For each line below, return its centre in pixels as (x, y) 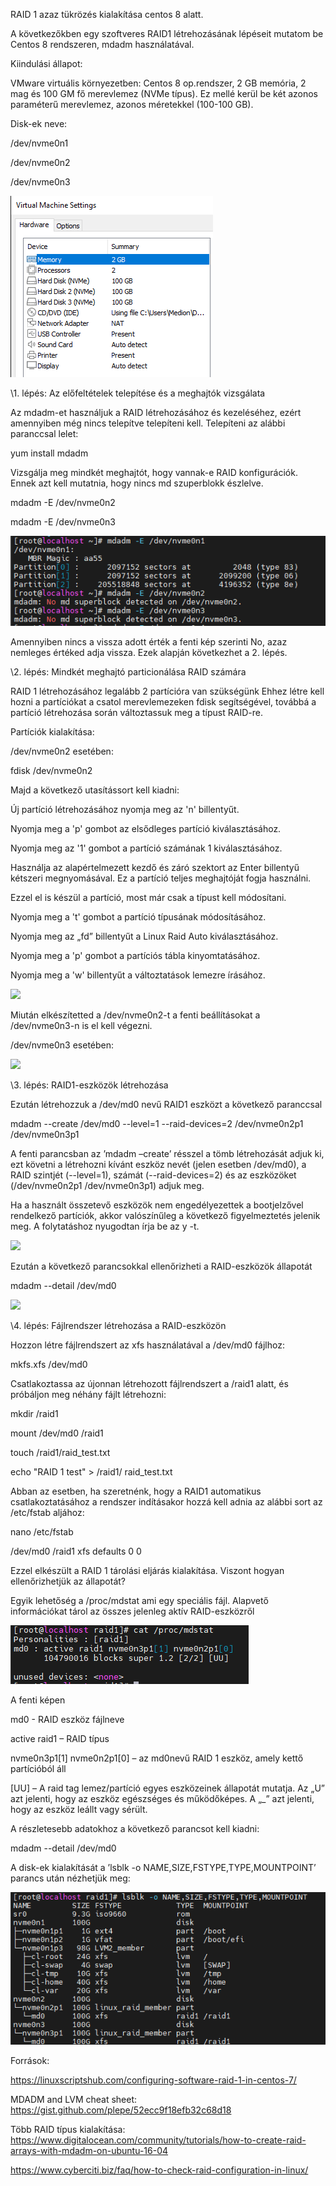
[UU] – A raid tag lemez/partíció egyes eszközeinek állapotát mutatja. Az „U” (167, 1788)
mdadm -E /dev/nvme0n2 (63, 502)
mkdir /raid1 (34, 1414)
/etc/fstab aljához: (47, 1513)
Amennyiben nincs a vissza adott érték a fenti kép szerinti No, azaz (149, 642)
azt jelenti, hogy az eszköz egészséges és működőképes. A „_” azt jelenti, (162, 1799)
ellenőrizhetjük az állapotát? (68, 1581)
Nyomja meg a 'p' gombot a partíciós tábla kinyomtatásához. (135, 956)
